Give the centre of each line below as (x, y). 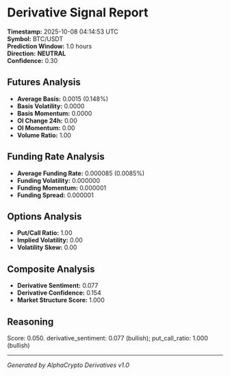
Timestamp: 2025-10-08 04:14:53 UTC (63, 32)
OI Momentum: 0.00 (46, 127)
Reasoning (30, 322)
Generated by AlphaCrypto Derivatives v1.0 (68, 365)
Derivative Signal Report (78, 13)
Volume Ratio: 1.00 (44, 135)
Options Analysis (44, 216)
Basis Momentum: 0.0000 (54, 113)
